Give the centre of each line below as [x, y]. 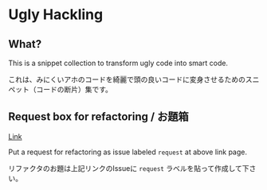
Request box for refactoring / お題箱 [98, 117]
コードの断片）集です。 [74, 89]
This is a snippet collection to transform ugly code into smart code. [118, 63]
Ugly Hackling [56, 15]
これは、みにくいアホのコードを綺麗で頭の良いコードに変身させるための [127, 79]
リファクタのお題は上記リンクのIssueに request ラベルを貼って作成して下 [129, 168]
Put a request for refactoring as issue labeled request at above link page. [128, 152]
